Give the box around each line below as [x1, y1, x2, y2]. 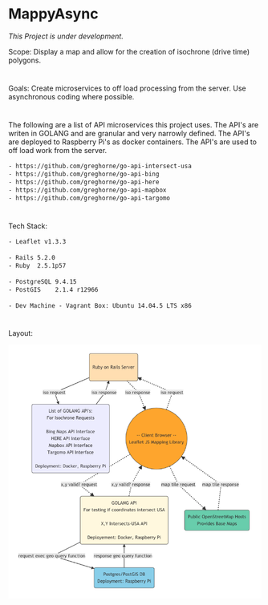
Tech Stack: [8, 221, 48, 231]
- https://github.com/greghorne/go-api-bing [8, 170, 160, 179]
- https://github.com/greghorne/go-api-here [8, 178, 160, 187]
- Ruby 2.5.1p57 [8, 261, 67, 269]
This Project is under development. [8, 31, 124, 41]
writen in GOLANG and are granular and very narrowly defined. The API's [8, 129, 250, 139]
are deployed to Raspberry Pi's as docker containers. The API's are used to [8, 137, 257, 147]
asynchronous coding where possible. [8, 92, 135, 102]
